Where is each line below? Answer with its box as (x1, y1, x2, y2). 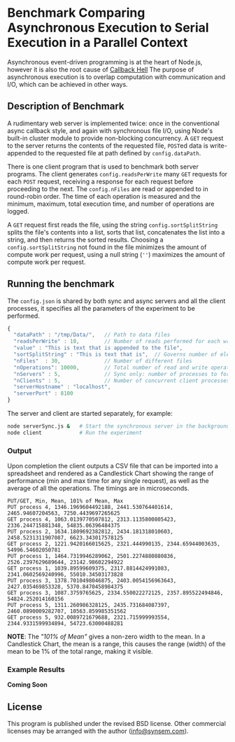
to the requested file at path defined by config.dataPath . (38, 148, 201, 157)
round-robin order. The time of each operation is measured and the (7, 192, 201, 200)
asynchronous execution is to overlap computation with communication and (7, 72, 226, 81)
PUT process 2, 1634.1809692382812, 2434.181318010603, (7, 528, 173, 535)
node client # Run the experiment (7, 429, 142, 436)
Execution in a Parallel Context (7, 35, 188, 50)
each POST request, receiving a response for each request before (7, 177, 194, 185)
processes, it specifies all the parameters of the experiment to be (7, 304, 196, 312)
